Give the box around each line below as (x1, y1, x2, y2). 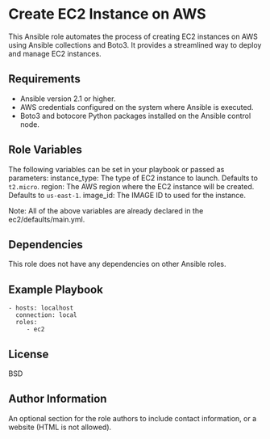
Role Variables (8, 143, 82, 157)
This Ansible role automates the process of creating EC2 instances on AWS (8, 32, 258, 41)
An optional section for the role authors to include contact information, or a (8, 413, 257, 423)
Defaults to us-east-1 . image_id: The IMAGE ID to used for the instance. (8, 190, 247, 200)
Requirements (8, 72, 81, 86)
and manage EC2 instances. (8, 49, 102, 58)
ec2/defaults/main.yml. (8, 214, 85, 224)
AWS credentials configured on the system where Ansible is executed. (19, 102, 254, 112)
